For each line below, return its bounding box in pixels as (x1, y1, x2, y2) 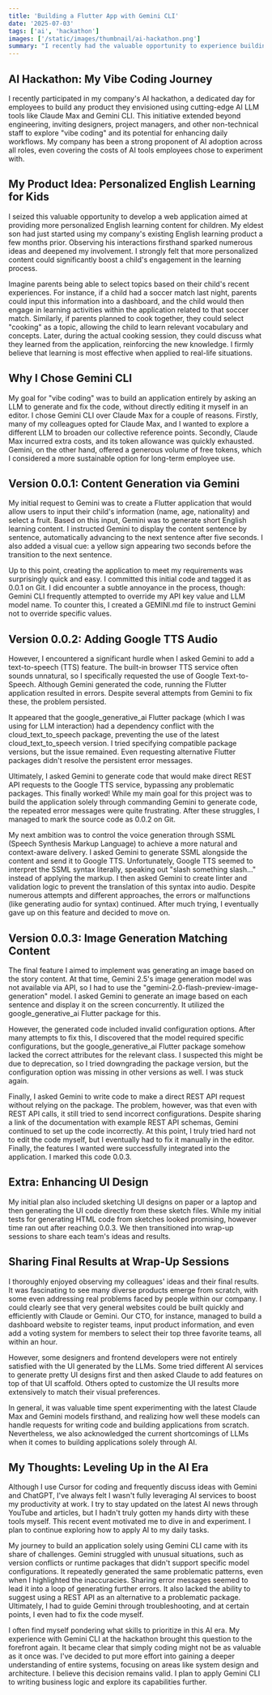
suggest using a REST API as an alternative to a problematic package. (8, 1593, 241, 1603)
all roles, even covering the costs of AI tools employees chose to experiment (8, 145, 263, 155)
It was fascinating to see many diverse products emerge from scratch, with (8, 1285, 259, 1294)
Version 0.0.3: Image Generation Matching (8, 931, 228, 945)
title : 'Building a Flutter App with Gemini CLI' (8, 11, 180, 20)
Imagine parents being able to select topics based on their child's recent (8, 279, 249, 289)
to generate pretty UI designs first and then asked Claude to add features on (8, 1370, 263, 1380)
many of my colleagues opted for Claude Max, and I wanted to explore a (8, 418, 249, 428)
